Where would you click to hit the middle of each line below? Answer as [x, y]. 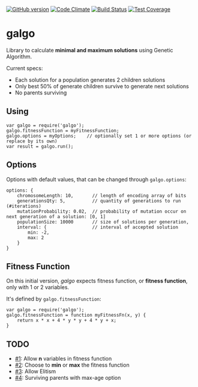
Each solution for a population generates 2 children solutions [90, 80]
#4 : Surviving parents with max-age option [68, 378]
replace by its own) [32, 141]
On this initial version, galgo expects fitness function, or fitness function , [97, 281]
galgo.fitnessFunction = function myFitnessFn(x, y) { [76, 315]
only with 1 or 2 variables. [38, 287]
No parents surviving [41, 93]
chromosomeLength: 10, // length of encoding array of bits [102, 195]
